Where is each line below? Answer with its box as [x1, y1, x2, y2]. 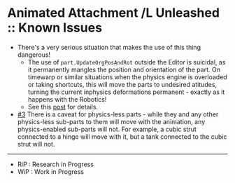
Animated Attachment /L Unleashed [7, 5, 220, 21]
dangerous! [17, 50, 51, 59]
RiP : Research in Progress [17, 160, 94, 168]
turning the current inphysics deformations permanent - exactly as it [27, 88, 225, 96]
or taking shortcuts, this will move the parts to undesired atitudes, [27, 80, 218, 88]
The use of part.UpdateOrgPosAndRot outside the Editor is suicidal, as [27, 57, 226, 66]
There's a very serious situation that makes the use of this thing [17, 43, 201, 51]
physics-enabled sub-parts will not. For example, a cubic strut [17, 125, 197, 133]
